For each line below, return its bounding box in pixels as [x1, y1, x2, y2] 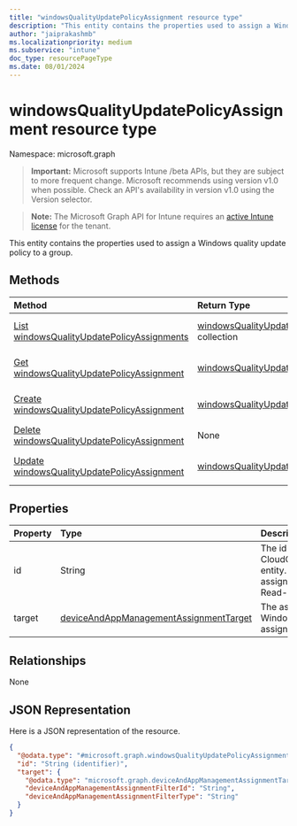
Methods [9, 273, 60, 288]
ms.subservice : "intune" [9, 46, 101, 55]
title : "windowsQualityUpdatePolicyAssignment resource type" [9, 12, 243, 22]
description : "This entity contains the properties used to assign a [9, 21, 271, 30]
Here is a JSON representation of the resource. [9, 726, 181, 737]
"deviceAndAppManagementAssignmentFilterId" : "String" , [25, 784, 236, 793]
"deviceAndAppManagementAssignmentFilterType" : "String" [25, 792, 240, 801]
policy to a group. [9, 247, 73, 258]
